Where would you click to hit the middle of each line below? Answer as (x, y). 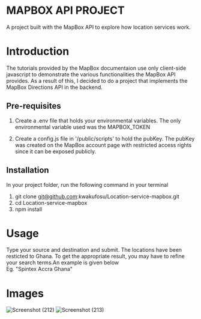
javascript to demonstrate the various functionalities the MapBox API (91, 74)
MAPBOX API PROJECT (65, 11)
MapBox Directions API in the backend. (55, 87)
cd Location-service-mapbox (51, 202)
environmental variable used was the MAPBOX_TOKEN (82, 127)
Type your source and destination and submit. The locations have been (94, 250)
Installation (28, 170)
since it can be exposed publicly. (55, 151)
